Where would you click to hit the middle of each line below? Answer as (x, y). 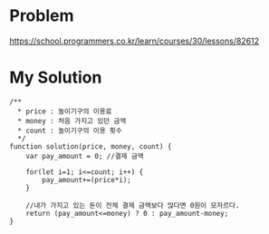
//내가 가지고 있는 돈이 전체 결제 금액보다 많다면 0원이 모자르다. (133, 205)
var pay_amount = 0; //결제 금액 (85, 156)
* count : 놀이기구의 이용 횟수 (70, 131)
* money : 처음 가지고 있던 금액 (72, 121)
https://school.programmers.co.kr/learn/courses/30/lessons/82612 (134, 41)
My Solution (56, 78)
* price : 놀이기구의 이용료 (65, 111)
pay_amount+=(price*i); (86, 180)
